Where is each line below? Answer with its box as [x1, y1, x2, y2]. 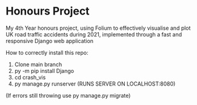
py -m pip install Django [14, 67, 74, 74]
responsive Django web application [5, 37, 94, 44]
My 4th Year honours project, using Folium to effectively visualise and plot [5, 24, 191, 32]
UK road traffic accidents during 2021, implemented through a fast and [5, 30, 182, 38]
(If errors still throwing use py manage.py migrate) [5, 92, 131, 99]
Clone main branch [14, 61, 62, 68]
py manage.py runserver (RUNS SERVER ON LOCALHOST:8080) [14, 80, 176, 87]
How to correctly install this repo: [5, 49, 88, 56]
